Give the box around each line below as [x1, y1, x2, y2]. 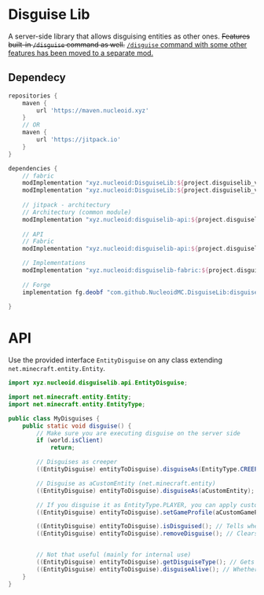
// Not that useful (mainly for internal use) [36, 551, 192, 559]
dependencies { [8, 164, 58, 172]
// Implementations [22, 259, 86, 267]
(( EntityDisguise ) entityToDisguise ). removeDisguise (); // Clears [36, 530, 258, 538]
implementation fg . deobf [22, 288, 104, 296]
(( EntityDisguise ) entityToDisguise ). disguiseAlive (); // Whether [36, 565, 258, 573]
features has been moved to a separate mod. [8, 48, 154, 57]
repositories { [8, 92, 58, 100]
